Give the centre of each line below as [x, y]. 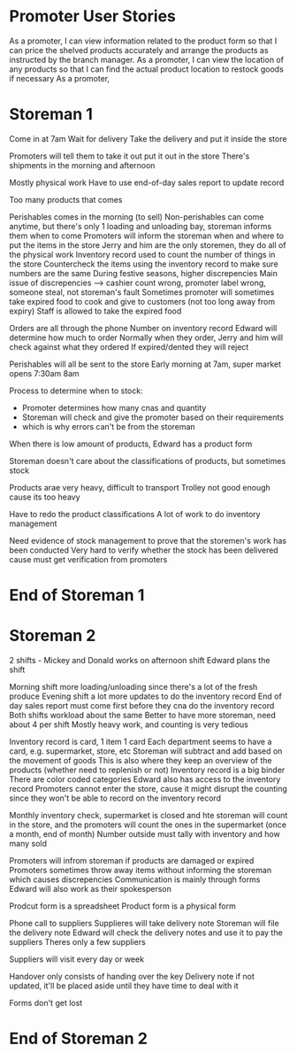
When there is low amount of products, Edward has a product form [131, 444]
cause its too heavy [45, 497]
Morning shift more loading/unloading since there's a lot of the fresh [133, 687]
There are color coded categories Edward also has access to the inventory [145, 779]
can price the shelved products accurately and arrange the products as [139, 50]
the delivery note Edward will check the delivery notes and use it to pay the [146, 933]
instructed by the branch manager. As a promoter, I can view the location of [147, 59]
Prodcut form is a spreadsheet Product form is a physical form [123, 906]
